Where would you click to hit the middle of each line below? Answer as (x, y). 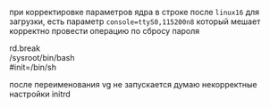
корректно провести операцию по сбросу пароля (105, 31)
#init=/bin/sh (33, 67)
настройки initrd (40, 94)
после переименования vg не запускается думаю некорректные (133, 84)
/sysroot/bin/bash (42, 58)
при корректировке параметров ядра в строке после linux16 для (135, 12)
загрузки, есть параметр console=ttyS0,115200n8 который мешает (135, 21)
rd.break (25, 48)
